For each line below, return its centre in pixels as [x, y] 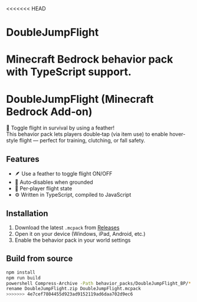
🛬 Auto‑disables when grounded [54, 182]
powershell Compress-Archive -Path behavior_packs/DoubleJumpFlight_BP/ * [99, 283]
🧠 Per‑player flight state [43, 189]
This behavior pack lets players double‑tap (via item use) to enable [87, 134]
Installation [27, 213]
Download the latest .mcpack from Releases [67, 228]
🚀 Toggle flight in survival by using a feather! [60, 128]
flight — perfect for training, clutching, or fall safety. [82, 141]
